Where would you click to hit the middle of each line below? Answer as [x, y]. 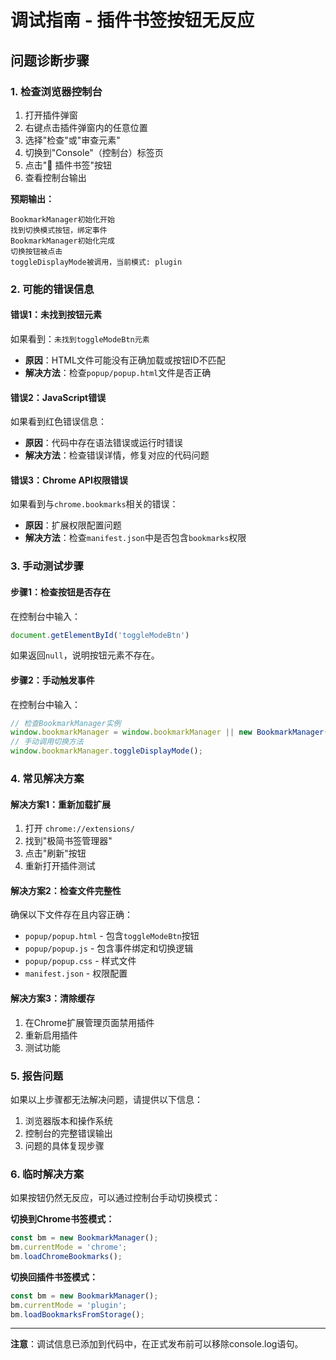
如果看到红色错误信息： [58, 422]
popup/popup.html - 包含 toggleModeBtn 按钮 [112, 936]
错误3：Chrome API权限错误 [69, 480]
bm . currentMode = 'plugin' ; [69, 1305]
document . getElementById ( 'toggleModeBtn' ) [100, 635]
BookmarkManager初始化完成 [62, 241]
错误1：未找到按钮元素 [56, 315]
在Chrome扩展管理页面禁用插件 [89, 1022]
